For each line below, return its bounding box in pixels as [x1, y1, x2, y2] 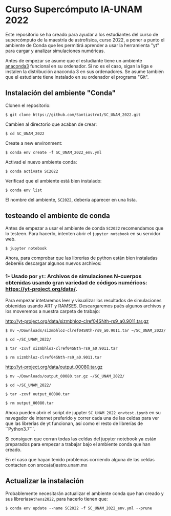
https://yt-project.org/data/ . [5, 285, 78, 293]
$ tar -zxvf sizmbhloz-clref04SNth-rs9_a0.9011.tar [5, 346, 118, 351]
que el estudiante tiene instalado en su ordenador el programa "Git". [5, 74, 149, 80]
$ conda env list [5, 188, 42, 193]
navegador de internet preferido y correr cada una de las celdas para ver [5, 415, 160, 421]
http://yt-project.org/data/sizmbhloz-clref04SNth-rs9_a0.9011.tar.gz [5, 318, 149, 324]
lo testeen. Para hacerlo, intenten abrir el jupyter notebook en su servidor [5, 230, 161, 236]
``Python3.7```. [5, 425, 36, 432]
